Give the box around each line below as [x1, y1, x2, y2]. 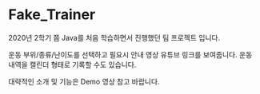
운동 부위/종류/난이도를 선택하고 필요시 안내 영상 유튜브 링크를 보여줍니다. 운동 [8, 49, 253, 59]
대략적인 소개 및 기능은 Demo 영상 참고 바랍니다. [8, 76, 160, 86]
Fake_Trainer [8, 6, 96, 24]
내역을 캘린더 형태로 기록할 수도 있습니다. [8, 60, 137, 69]
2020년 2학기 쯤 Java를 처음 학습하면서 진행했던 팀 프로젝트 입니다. [8, 33, 221, 42]
